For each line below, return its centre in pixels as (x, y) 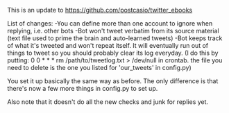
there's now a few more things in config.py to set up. (83, 88)
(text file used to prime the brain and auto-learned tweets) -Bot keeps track (115, 38)
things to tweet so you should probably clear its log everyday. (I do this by (113, 53)
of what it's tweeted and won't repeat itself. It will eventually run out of (108, 45)
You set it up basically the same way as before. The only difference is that (113, 81)
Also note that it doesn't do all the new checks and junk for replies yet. (108, 102)
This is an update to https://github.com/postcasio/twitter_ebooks (100, 10)
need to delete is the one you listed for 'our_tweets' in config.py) (100, 68)
